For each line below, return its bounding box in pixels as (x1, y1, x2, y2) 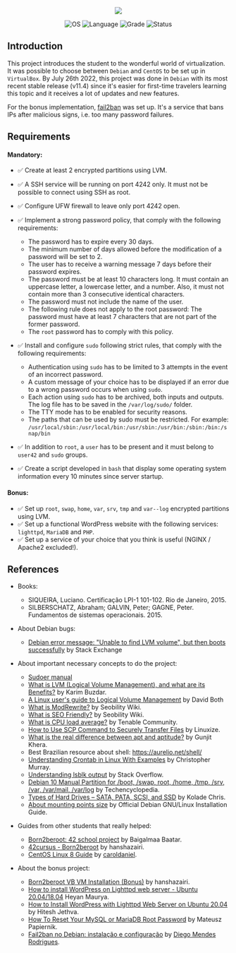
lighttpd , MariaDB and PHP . (17, 527, 95, 536)
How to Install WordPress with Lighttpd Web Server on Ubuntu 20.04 (27, 900, 228, 909)
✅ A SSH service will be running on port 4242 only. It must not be (17, 180, 209, 188)
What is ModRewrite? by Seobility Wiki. (27, 703, 142, 712)
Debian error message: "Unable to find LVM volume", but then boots (27, 638, 226, 647)
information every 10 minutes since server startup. (17, 472, 164, 481)
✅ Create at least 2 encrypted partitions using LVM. (17, 166, 168, 174)
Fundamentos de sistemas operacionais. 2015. (27, 611, 163, 619)
